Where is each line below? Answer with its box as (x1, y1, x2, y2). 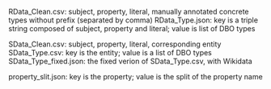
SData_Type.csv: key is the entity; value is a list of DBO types (8, 48, 213, 57)
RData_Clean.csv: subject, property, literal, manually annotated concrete (8, 7, 249, 16)
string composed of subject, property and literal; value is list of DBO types (8, 24, 256, 33)
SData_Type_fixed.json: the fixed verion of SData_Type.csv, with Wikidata (8, 56, 252, 66)
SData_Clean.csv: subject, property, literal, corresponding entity (8, 39, 222, 49)
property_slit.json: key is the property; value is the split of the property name (8, 72, 263, 81)
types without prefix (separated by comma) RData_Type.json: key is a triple (8, 15, 259, 25)
